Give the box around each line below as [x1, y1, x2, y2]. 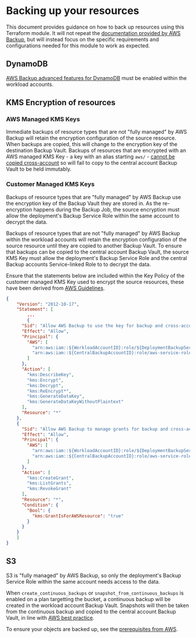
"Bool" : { [27, 507, 51, 514]
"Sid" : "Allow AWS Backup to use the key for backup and [21, 323, 163, 329]
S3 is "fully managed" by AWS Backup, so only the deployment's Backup [6, 571, 181, 579]
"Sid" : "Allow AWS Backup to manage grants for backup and [21, 426, 168, 432]
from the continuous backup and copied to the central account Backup [6, 608, 176, 615]
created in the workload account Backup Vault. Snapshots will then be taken [6, 602, 190, 609]
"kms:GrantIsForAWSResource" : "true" [32, 513, 124, 519]
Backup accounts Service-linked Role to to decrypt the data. [6, 261, 152, 268]
